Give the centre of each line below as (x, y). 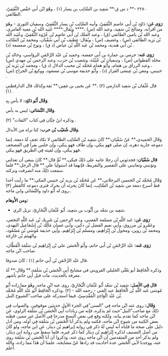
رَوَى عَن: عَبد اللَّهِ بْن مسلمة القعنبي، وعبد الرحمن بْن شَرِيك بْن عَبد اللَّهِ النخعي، (78, 219)
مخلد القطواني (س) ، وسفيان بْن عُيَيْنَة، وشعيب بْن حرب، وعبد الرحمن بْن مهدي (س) (83, 60)
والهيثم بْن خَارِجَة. (22, 235)
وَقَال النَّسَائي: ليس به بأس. (31, 110)
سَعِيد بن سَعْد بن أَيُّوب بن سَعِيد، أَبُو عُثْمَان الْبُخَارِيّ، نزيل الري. (69, 210)
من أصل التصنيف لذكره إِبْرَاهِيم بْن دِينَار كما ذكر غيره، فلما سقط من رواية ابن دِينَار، (82, 332)
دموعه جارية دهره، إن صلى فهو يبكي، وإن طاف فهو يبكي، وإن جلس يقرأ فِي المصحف (84, 144)
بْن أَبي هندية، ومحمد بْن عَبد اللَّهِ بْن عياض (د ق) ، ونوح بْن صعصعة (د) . (70, 45)
